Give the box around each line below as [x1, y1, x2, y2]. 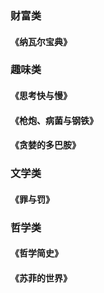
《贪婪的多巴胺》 [10, 139, 81, 151]
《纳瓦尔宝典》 [10, 35, 72, 47]
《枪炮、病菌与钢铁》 [10, 114, 98, 126]
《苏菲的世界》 [10, 272, 72, 284]
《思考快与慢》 [10, 90, 72, 102]
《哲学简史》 [10, 247, 63, 259]
